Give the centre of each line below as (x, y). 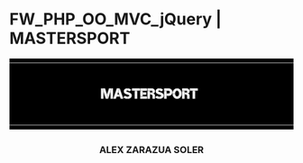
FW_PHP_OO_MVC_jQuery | (116, 19)
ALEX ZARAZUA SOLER (151, 149)
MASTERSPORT (70, 38)
